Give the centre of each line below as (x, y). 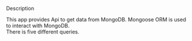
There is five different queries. (43, 32)
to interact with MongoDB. (38, 26)
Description (20, 8)
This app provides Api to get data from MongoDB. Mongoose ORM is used (96, 19)
